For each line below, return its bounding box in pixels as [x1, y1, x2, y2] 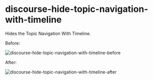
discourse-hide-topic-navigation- [5, 3, 149, 15]
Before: [5, 40, 20, 46]
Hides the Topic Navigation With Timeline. [5, 30, 91, 36]
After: [5, 59, 17, 65]
